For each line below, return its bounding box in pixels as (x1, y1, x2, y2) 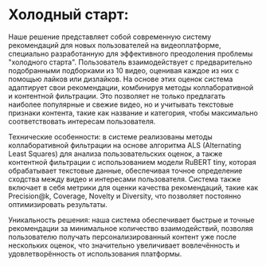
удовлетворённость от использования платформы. (8, 248, 182, 258)
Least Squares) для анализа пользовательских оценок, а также (8, 149, 223, 158)
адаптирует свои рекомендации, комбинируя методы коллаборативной (8, 82, 254, 92)
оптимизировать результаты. (8, 199, 108, 209)
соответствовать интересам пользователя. (8, 116, 156, 126)
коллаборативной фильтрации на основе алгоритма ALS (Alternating (8, 140, 241, 150)
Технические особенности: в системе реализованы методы (8, 131, 213, 141)
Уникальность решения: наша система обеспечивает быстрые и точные (8, 215, 255, 225)
